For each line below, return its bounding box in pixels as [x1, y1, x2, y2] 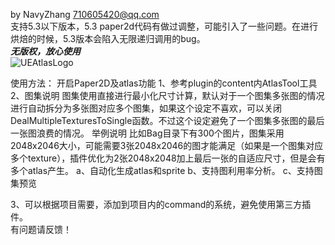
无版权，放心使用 [10, 45, 81, 57]
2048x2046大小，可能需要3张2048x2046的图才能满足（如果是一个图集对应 [10, 140, 324, 151]
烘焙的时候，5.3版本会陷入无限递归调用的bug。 [10, 33, 206, 44]
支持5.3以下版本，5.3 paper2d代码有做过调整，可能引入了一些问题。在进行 [10, 20, 319, 32]
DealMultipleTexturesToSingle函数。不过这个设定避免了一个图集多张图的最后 [10, 115, 325, 126]
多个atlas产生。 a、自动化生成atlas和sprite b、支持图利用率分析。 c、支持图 [10, 165, 323, 176]
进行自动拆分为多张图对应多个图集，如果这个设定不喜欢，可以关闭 [10, 102, 282, 114]
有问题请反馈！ [10, 224, 72, 235]
